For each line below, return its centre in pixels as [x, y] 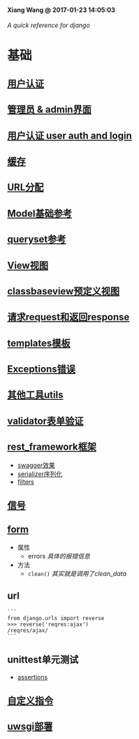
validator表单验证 [45, 421]
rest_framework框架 [52, 447]
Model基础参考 [39, 213]
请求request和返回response [68, 317]
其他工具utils [35, 395]
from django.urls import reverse [56, 618]
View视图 [28, 265]
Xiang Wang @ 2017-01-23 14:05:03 [61, 10]
